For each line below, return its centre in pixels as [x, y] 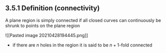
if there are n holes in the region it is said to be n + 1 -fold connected [82, 45]
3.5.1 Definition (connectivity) [53, 8]
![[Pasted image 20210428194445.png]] [47, 35]
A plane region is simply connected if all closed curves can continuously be [83, 20]
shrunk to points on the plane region [43, 25]
